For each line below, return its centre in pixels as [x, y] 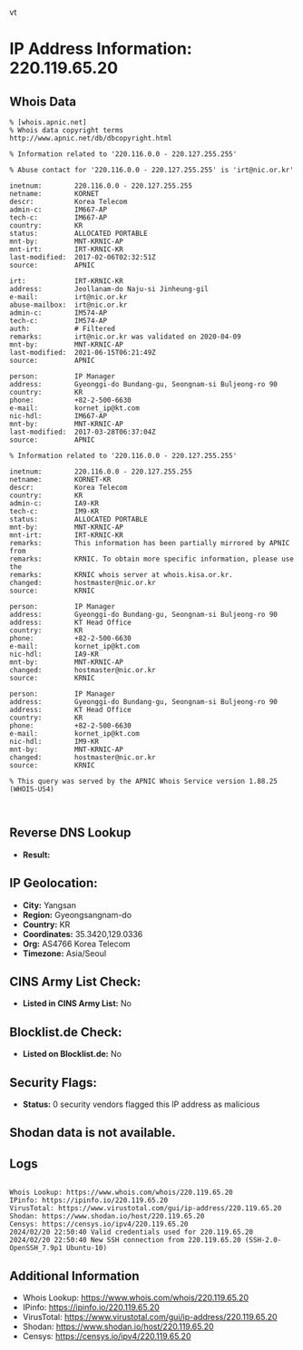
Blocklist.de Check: [66, 1032]
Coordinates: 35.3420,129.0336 [83, 934]
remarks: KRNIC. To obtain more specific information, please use [152, 559]
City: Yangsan [49, 905]
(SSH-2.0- [263, 1240]
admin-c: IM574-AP [58, 313]
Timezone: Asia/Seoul [64, 953]
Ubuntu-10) [87, 1248]
